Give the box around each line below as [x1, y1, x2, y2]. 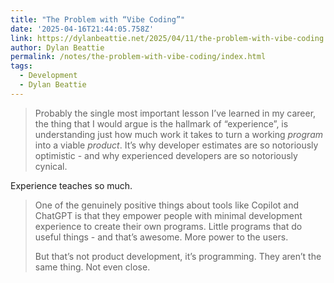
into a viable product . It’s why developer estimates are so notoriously [34, 139, 319, 151]
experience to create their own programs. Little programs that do [34, 220, 303, 232]
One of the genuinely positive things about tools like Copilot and [34, 199, 299, 211]
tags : [10, 61, 33, 71]
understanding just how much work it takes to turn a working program [34, 128, 324, 140]
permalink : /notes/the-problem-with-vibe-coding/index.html [10, 52, 267, 62]
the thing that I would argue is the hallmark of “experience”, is [34, 117, 289, 130]
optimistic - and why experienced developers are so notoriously [34, 149, 298, 161]
